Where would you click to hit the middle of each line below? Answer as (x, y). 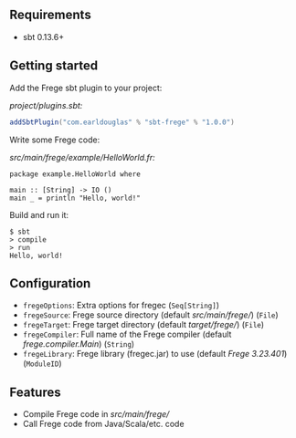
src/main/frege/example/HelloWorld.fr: (82, 157)
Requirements (50, 15)
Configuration (50, 283)
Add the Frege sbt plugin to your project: (86, 88)
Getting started (54, 66)
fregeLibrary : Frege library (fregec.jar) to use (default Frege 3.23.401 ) (155, 354)
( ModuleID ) (42, 363)
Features (35, 392)
